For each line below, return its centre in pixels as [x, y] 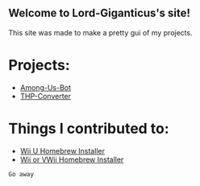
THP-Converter [45, 96]
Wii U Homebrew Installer [62, 151]
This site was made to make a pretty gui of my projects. [100, 32]
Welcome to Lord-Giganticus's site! [100, 13]
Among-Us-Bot [45, 87]
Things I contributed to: [89, 128]
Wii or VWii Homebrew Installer [72, 159]
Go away [21, 174]
